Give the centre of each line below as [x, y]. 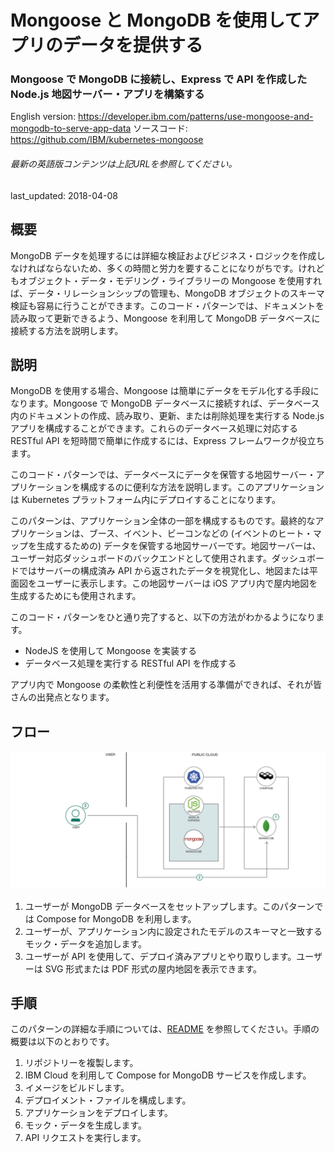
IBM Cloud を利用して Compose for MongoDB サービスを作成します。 [168, 1075]
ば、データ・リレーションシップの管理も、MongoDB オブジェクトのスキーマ [167, 293]
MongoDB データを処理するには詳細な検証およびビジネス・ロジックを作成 [163, 255]
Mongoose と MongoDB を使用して [156, 20]
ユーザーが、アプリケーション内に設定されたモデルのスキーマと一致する [173, 931]
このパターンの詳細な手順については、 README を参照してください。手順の [165, 1029]
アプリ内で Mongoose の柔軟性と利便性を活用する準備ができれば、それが [162, 685]
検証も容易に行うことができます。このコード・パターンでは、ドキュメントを [167, 305]
